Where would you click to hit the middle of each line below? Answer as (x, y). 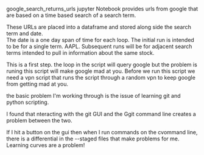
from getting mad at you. (37, 84)
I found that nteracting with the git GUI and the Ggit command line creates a (101, 114)
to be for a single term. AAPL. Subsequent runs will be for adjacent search (99, 46)
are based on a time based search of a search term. (71, 15)
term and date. (25, 33)
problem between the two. (39, 120)
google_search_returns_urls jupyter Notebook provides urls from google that (102, 9)
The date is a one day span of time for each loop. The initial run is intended (100, 40)
